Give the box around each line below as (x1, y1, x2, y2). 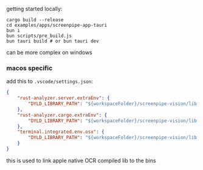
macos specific (6, 64, 53, 72)
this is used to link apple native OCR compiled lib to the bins (6, 157, 156, 164)
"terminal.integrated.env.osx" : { (17, 129, 105, 135)
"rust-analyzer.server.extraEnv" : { (17, 95, 111, 101)
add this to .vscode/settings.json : (6, 78, 93, 85)
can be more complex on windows (6, 49, 93, 56)
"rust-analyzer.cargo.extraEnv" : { (17, 112, 108, 118)
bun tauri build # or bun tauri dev (6, 38, 99, 44)
